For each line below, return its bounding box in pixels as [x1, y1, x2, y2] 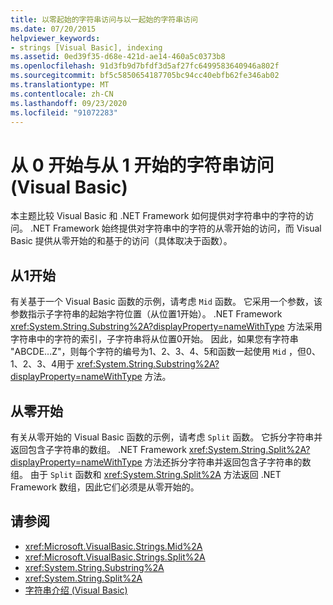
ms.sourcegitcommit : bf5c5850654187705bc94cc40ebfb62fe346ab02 [10, 71, 280, 81]
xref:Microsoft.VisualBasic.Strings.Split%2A [24, 551, 206, 563]
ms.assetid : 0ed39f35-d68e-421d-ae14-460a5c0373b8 [10, 52, 226, 62]
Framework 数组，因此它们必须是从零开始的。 [10, 481, 200, 493]
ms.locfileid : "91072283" [10, 107, 118, 118]
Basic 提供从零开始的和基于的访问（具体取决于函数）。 [10, 235, 233, 247]
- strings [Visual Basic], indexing [10, 42, 163, 53]
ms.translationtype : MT [10, 80, 110, 90]
